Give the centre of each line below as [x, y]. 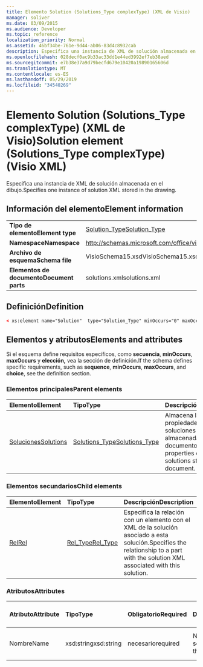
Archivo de [25, 252]
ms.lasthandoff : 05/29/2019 [42, 79]
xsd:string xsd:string [94, 643]
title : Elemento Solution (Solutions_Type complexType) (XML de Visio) [98, 12]
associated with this [152, 565]
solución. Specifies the [155, 542]
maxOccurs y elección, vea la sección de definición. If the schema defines [99, 361]
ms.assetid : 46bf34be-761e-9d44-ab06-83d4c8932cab [71, 46]
